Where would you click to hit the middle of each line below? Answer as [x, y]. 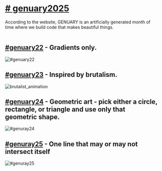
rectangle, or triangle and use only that [65, 109]
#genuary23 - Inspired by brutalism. [61, 75]
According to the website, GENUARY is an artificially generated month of [78, 22]
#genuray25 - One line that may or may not [71, 144]
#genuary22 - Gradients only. [51, 47]
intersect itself [28, 152]
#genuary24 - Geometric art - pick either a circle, [81, 102]
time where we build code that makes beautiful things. [59, 27]
